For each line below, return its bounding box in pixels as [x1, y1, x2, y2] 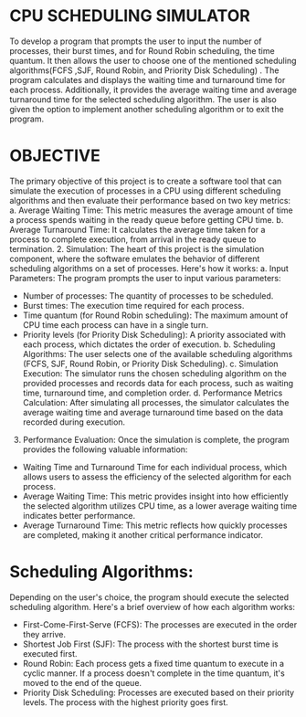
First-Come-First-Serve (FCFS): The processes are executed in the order [22, 618, 298, 630]
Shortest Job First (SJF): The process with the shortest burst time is [22, 638, 279, 649]
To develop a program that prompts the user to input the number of [9, 36, 262, 47]
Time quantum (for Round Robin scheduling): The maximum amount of [22, 310, 289, 321]
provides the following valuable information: [22, 444, 188, 455]
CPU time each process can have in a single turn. [22, 319, 208, 330]
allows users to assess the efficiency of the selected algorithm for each [22, 471, 292, 482]
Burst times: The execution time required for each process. [22, 300, 245, 311]
